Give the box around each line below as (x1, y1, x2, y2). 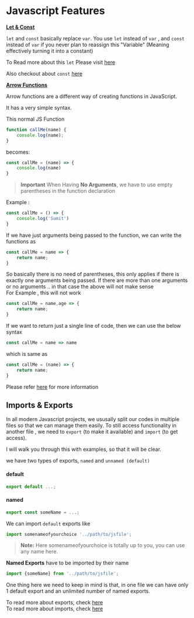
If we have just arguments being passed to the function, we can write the (6, 232, 182, 239)
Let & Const (6, 23, 35, 30)
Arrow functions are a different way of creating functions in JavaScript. (6, 93, 177, 100)
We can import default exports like (6, 520, 91, 527)
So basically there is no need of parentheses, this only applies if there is (6, 271, 179, 278)
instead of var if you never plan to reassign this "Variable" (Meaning (6, 41, 169, 48)
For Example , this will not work (6, 289, 81, 297)
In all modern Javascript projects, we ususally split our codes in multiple (6, 416, 180, 423)
